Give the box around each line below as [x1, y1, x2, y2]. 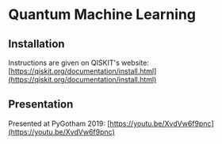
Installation [8, 37, 65, 51]
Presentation [8, 97, 74, 112]
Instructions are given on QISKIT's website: [8, 58, 149, 67]
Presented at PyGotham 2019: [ [8, 119, 110, 128]
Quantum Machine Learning [8, 6, 197, 24]
